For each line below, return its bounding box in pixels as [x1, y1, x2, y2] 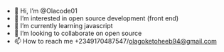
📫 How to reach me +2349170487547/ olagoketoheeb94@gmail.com [14, 37, 217, 45]
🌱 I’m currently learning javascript [14, 22, 113, 30]
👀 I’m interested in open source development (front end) [14, 14, 179, 22]
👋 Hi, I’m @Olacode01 [14, 7, 78, 15]
